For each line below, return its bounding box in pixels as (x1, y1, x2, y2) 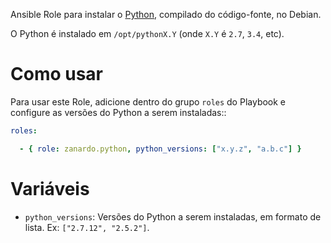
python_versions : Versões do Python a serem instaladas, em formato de (24, 210, 322, 223)
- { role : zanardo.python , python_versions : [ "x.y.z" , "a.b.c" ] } (19, 144, 302, 154)
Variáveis (10, 177, 90, 200)
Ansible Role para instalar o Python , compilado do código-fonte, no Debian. (10, 9, 322, 20)
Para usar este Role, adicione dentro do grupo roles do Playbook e (10, 95, 287, 108)
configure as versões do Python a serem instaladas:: (10, 106, 227, 118)
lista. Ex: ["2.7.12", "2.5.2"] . (24, 221, 150, 233)
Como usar (10, 63, 104, 86)
